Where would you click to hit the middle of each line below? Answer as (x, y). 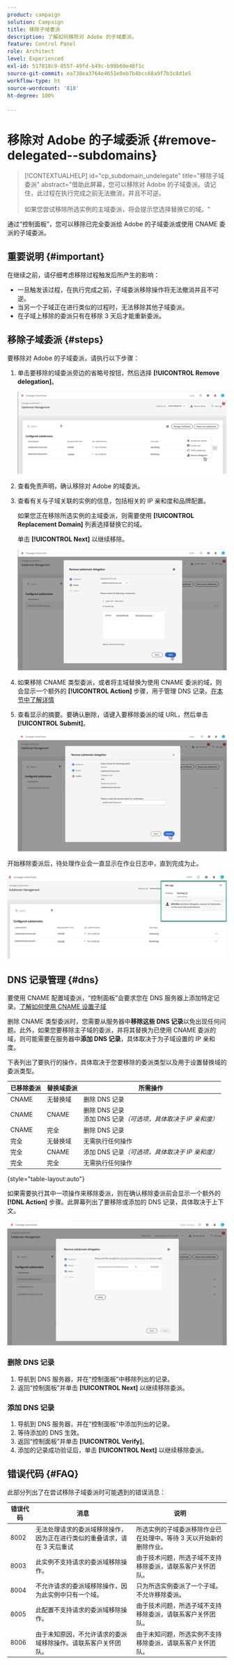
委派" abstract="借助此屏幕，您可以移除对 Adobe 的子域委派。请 (117, 185)
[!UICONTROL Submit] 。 (53, 724)
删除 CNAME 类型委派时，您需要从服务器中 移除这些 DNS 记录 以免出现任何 (114, 1022)
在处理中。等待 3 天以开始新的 (179, 1538)
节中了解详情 (36, 700)
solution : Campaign (36, 22)
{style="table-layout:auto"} (46, 1179)
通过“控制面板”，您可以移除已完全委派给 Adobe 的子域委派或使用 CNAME (112, 224)
